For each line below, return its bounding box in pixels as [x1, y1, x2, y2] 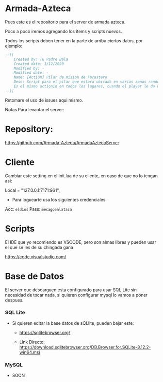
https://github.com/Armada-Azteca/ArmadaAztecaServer [5, 139, 120, 146]
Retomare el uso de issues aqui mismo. [5, 97, 83, 103]
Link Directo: [19, 339, 45, 345]
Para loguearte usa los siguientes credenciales [12, 197, 106, 202]
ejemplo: [5, 43, 23, 49]
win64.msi [19, 349, 40, 355]
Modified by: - [14, 66, 45, 71]
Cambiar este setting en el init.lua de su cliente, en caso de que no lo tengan [5, 173, 158, 179]
